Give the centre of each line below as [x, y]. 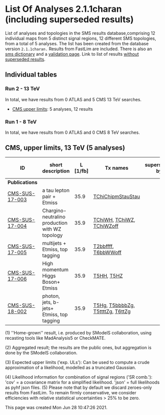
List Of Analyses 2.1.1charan [63, 9]
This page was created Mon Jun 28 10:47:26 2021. [56, 407]
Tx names [117, 168]
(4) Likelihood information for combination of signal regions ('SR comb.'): [79, 377]
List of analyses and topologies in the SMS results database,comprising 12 [80, 33]
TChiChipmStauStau [117, 196]
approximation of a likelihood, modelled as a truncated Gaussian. [71, 367]
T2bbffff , [103, 246]
